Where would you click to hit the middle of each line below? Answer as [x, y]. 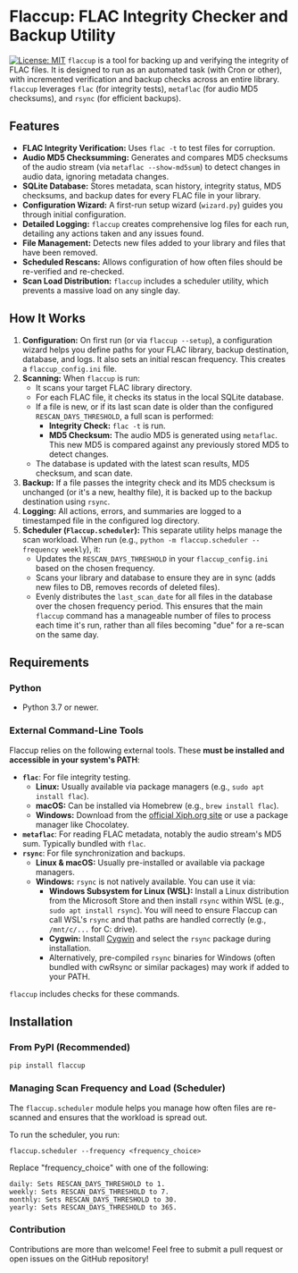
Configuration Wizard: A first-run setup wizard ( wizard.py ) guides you [153, 205]
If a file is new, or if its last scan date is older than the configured [154, 406]
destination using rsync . [66, 502]
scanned [25, 1117]
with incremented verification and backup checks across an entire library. [145, 79]
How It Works [48, 319]
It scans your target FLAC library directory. [114, 387]
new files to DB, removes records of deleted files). [128, 586]
